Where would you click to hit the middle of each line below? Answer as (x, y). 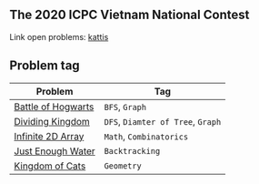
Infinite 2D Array (49, 136)
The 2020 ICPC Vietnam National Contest (129, 15)
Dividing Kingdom (52, 121)
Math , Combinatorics (146, 136)
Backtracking (132, 151)
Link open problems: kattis (59, 36)
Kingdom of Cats (50, 166)
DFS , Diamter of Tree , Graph (163, 121)
